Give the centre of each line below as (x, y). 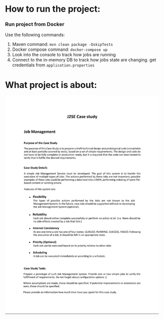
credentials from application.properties (53, 65)
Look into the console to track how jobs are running (64, 55)
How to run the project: (53, 9)
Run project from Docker (35, 24)
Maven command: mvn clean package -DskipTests (62, 44)
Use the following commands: (35, 35)
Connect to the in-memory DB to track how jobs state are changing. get (84, 60)
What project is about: (51, 85)
